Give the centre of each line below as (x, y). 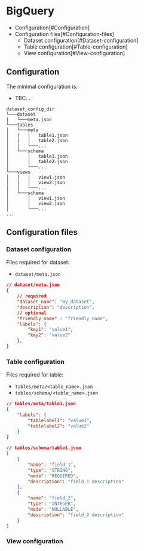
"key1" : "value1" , (50, 330)
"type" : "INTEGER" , (52, 504)
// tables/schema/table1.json (44, 448)
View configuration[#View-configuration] (74, 53)
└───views (19, 172)
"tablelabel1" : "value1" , (60, 420)
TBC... (23, 98)
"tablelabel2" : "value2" (59, 426)
